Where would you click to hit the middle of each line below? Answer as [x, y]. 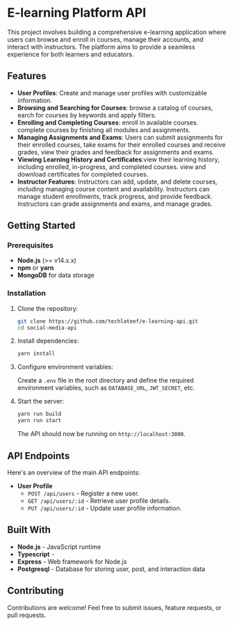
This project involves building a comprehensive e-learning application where [117, 32]
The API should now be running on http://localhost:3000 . [101, 434]
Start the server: [41, 401]
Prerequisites [30, 246]
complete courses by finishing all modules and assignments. [104, 129]
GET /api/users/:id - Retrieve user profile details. [99, 500]
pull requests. [27, 615]
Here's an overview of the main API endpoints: [74, 472]
